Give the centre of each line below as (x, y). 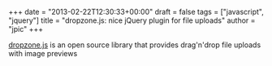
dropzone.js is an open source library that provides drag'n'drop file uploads (135, 45)
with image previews (43, 53)
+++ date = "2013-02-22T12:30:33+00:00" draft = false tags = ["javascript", (136, 12)
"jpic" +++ (26, 29)
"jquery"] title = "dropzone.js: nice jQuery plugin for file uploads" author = (132, 20)
